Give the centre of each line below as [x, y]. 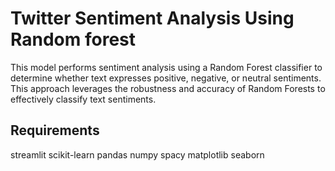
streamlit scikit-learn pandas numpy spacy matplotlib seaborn [137, 154]
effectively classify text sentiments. [83, 99]
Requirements [55, 130]
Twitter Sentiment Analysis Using [152, 18]
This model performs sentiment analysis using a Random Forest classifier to [166, 67]
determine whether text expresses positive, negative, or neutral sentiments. [166, 78]
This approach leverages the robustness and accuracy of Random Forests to [168, 88]
